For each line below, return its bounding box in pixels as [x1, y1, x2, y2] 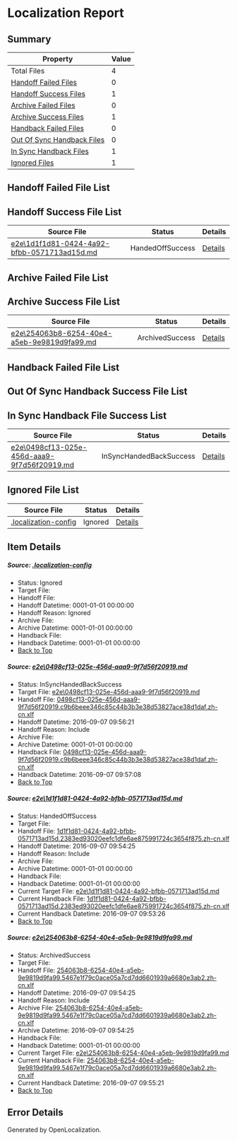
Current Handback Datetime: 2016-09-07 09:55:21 [17, 1079, 164, 1087]
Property [42, 54, 73, 64]
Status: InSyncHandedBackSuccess [17, 680, 122, 689]
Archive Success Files [11, 112, 85, 122]
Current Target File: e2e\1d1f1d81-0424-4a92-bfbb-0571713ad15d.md [17, 887, 220, 896]
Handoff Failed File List [7, 182, 111, 194]
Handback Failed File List [7, 361, 120, 373]
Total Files [11, 66, 45, 76]
